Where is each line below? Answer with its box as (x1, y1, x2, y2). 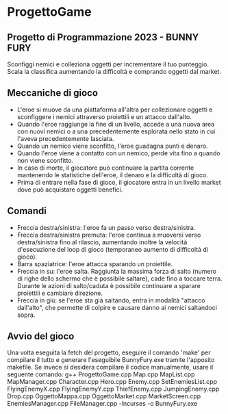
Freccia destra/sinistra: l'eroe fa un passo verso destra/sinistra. (16, 223, 196, 231)
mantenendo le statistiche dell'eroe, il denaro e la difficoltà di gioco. (16, 170, 209, 179)
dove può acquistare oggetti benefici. (16, 185, 123, 194)
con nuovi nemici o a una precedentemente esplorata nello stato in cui (16, 127, 216, 135)
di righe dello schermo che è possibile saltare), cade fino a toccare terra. (16, 274, 223, 283)
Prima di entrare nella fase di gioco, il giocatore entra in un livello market (16, 178, 221, 186)
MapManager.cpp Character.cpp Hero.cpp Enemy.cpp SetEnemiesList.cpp (7, 378, 218, 386)
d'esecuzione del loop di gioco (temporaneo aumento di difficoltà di (16, 245, 209, 253)
